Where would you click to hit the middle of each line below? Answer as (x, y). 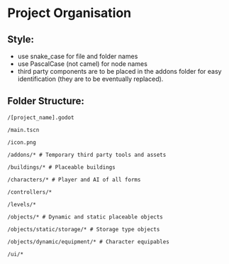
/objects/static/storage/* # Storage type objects (84, 229)
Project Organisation (69, 13)
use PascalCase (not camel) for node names (82, 64)
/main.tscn (23, 130)
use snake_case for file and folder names (78, 56)
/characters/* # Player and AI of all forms (74, 180)
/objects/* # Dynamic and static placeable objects (85, 217)
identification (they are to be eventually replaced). (90, 79)
